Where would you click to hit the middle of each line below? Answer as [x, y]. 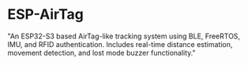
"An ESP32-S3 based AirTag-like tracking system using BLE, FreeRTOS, [124, 36]
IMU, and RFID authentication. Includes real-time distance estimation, [120, 44]
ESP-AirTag [46, 14]
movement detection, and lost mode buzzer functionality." [101, 52]
